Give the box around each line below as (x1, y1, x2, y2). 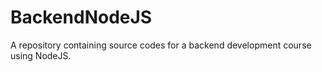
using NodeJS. (10, 49, 72, 61)
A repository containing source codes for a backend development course (10, 39, 312, 51)
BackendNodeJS (10, 6, 153, 29)
